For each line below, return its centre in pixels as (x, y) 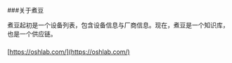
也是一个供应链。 (32, 34)
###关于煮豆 (26, 10)
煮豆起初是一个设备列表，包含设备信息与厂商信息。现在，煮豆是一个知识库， (118, 25)
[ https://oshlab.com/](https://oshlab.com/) (69, 52)
